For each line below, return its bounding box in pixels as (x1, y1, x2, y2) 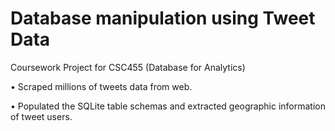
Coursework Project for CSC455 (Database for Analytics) (10, 61, 246, 73)
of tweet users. (10, 110, 73, 122)
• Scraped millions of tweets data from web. (10, 80, 193, 92)
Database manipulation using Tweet (10, 7, 316, 30)
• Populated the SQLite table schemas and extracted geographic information (10, 100, 326, 112)
